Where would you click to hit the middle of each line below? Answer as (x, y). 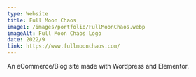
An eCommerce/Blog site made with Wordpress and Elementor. (98, 66)
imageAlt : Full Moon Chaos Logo (54, 33)
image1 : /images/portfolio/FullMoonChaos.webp (76, 27)
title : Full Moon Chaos (42, 20)
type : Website (28, 14)
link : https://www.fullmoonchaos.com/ (64, 46)
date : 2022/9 (26, 40)
